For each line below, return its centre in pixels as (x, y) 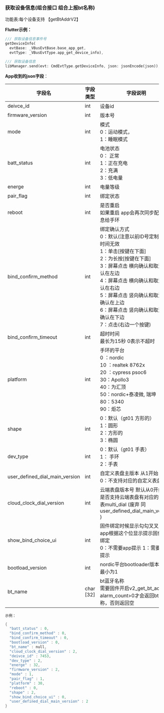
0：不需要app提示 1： (125, 548)
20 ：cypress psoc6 (123, 372)
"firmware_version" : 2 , (35, 670)
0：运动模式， (116, 132)
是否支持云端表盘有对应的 (129, 497)
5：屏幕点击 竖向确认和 (127, 295)
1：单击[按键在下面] (123, 251)
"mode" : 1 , (22, 674)
